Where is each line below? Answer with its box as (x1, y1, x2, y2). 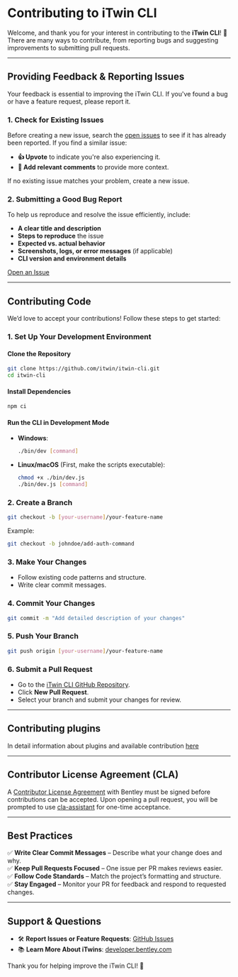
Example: (7, 526, 35, 535)
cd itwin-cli (7, 372, 46, 379)
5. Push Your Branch (7, 631, 79, 641)
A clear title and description (17, 224, 101, 233)
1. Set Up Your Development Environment (7, 332, 152, 342)
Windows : (17, 434, 48, 443)
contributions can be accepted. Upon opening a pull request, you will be (7, 795, 218, 803)
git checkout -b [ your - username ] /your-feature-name (7, 514, 163, 521)
